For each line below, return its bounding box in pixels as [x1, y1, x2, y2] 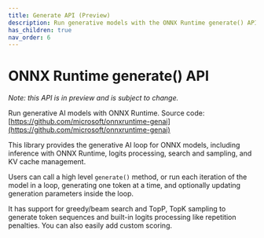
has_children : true [8, 26, 72, 34]
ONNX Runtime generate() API [8, 68, 210, 85]
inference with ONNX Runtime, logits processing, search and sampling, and [8, 148, 252, 158]
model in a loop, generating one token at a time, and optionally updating [8, 181, 241, 190]
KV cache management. [8, 157, 86, 167]
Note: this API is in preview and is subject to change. [8, 93, 179, 103]
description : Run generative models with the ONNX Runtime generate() [8, 19, 244, 27]
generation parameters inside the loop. [8, 189, 134, 199]
